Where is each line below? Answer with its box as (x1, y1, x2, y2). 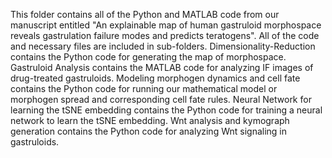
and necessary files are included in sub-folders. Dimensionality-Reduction (10, 40, 316, 52)
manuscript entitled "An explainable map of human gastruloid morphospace (10, 19, 322, 31)
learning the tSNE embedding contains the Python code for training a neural (10, 104, 323, 116)
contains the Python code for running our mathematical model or (10, 83, 278, 94)
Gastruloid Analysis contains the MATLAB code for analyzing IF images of (10, 62, 314, 73)
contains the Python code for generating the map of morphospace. (10, 51, 287, 63)
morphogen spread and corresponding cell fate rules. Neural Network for (10, 94, 312, 105)
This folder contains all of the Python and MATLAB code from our (10, 9, 280, 20)
